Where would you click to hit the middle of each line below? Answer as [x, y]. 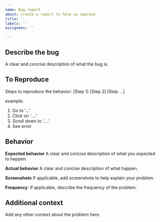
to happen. [16, 159]
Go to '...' [21, 110]
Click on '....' [25, 116]
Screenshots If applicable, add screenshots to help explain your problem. [80, 178]
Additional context [34, 203]
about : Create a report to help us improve [50, 14]
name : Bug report [23, 10]
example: [14, 101]
